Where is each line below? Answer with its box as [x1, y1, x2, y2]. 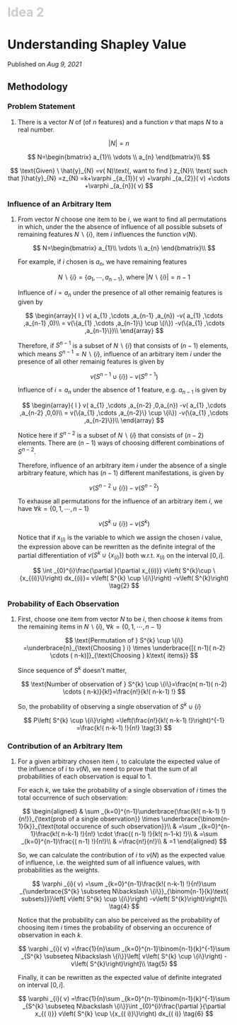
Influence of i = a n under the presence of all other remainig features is [17, 288, 223, 298]
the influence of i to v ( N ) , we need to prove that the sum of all [17, 765, 197, 773]
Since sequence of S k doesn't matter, [17, 665, 127, 675]
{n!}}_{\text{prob [18, 814, 67, 824]
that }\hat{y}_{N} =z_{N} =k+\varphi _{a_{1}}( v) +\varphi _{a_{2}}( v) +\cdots [8, 174, 230, 182]
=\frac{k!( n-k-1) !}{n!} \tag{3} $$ [76, 723, 172, 732]
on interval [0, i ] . [17, 980, 65, 990]
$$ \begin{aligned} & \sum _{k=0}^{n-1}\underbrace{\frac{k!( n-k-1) [22, 807, 220, 816]
